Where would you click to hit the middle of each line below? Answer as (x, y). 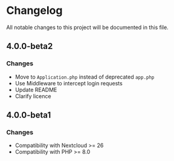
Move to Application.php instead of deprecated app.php (85, 77)
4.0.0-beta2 (30, 46)
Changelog (34, 11)
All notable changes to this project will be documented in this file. (88, 27)
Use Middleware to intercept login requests (69, 83)
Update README (36, 90)
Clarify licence (33, 96)
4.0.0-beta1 (29, 115)
